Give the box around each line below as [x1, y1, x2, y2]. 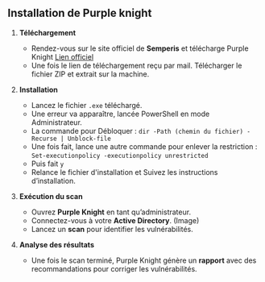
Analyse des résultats [19, 239, 94, 249]
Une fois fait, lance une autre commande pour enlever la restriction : [31, 141, 258, 151]
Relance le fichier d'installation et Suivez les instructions [31, 167, 218, 176]
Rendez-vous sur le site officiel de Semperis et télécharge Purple [31, 44, 249, 53]
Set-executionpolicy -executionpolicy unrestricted [31, 151, 209, 160]
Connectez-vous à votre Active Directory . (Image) [31, 215, 200, 225]
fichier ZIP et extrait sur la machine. [31, 68, 150, 79]
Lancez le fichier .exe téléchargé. [31, 100, 143, 110]
